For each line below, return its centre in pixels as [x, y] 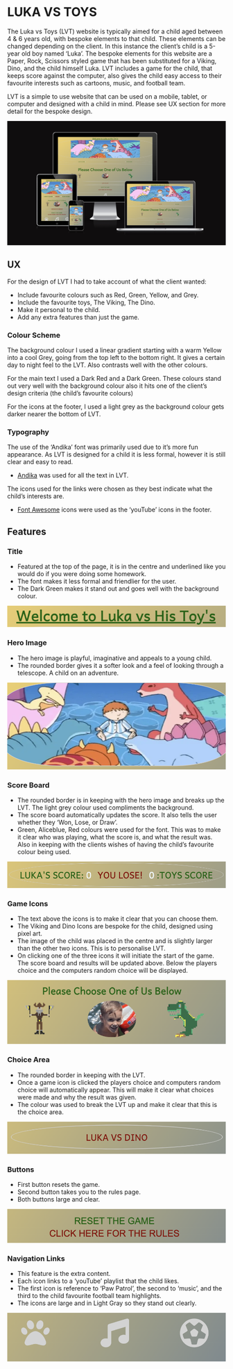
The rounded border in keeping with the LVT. [81, 1075]
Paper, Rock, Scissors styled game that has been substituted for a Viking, [112, 60]
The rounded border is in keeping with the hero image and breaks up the [121, 801]
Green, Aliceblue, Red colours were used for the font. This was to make [119, 830]
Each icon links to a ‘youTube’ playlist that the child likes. [98, 1281]
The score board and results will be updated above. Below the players [117, 963]
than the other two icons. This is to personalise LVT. [91, 949]
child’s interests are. [36, 496]
